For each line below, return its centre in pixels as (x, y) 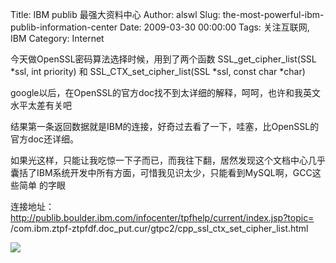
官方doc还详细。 (44, 139)
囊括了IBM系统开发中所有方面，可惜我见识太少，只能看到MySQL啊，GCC (161, 172)
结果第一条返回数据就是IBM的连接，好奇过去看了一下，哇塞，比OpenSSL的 (165, 126)
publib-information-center (64, 27)
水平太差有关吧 (41, 105)
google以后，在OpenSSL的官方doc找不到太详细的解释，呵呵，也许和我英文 (166, 92)
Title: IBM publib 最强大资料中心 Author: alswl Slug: (115, 14)
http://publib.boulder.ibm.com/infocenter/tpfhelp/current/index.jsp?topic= (162, 217)
